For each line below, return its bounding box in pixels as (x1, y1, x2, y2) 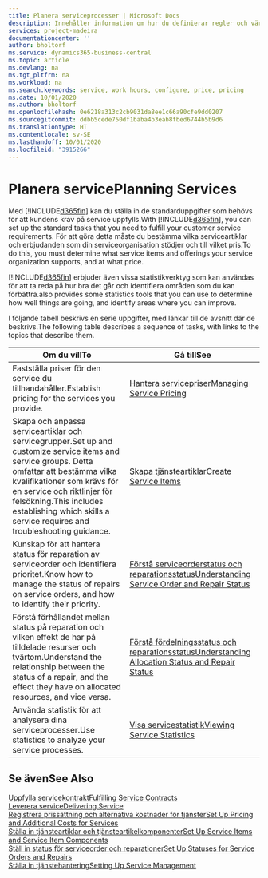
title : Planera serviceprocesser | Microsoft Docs (8, 11, 180, 20)
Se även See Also (8, 772, 94, 785)
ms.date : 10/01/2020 (8, 93, 77, 101)
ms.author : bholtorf (8, 101, 77, 109)
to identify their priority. (12, 598, 101, 610)
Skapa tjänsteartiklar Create (129, 466, 232, 477)
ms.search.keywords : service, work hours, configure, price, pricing (8, 85, 245, 94)
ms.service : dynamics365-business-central (8, 49, 152, 57)
